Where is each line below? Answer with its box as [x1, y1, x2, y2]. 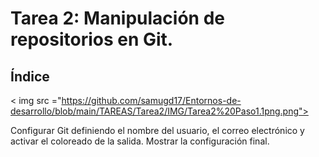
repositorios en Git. [10, 28, 174, 51]
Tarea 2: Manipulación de [10, 7, 225, 30]
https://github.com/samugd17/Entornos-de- [61, 95, 242, 106]
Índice [10, 68, 50, 85]
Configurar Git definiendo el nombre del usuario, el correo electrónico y [10, 125, 305, 136]
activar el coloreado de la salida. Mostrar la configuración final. [10, 135, 270, 147]
